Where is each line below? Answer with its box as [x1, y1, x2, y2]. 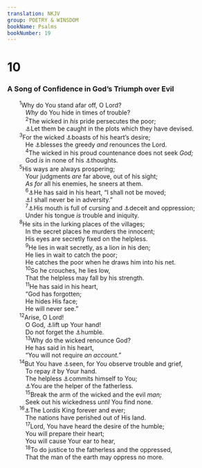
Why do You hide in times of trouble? [25, 108, 131, 117]
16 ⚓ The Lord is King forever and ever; [19, 405, 126, 415]
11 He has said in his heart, [25, 281, 98, 290]
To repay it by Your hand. [25, 367, 98, 375]
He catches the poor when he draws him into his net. [25, 258, 176, 266]
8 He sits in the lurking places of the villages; [19, 219, 145, 228]
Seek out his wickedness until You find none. [25, 397, 154, 406]
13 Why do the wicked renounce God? [25, 335, 131, 344]
